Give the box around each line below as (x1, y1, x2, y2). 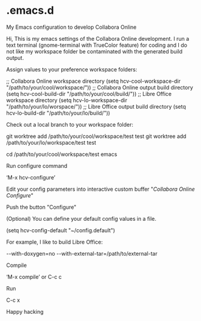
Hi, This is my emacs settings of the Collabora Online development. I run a (6, 35, 190, 42)
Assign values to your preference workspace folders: (6, 65, 137, 73)
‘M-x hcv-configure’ (6, 173, 56, 181)
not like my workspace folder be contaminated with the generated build (6, 47, 183, 55)
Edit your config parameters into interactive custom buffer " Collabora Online (6, 185, 195, 193)
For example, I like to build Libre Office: (6, 238, 103, 245)
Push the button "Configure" (6, 203, 77, 211)
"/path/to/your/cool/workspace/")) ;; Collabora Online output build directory (6, 83, 193, 91)
